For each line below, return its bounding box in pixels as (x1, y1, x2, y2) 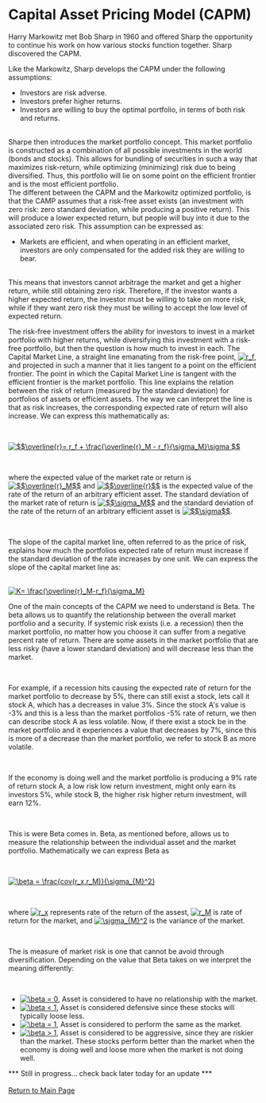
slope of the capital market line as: (8, 562, 121, 572)
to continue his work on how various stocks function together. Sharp (8, 40, 233, 49)
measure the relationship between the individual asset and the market (8, 837, 237, 847)
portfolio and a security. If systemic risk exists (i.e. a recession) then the (8, 618, 244, 628)
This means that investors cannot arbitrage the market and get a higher (8, 277, 241, 287)
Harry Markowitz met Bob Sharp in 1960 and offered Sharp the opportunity (8, 32, 253, 41)
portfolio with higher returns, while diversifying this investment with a (8, 335, 234, 345)
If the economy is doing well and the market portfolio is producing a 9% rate (8, 773, 257, 782)
